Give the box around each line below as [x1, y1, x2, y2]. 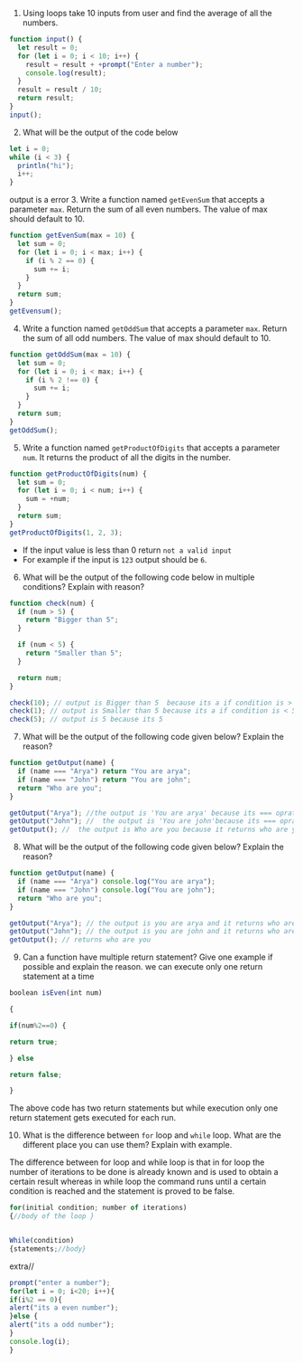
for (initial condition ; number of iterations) [9, 1203, 188, 1213]
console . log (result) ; [25, 68, 106, 78]
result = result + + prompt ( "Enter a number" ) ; [25, 60, 204, 69]
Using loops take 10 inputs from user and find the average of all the [22, 8, 272, 18]
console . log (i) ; [9, 1337, 70, 1346]
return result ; [17, 94, 75, 103]
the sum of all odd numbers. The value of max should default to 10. [22, 332, 271, 343]
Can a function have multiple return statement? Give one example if [22, 951, 273, 962]
